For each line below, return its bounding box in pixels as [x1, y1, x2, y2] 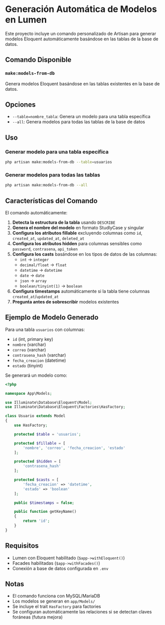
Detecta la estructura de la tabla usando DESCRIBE [12, 219, 116, 225]
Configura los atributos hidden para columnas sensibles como [12, 240, 142, 246]
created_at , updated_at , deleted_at [12, 235, 84, 241]
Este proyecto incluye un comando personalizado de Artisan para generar [5, 30, 157, 36]
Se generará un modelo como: [5, 372, 68, 378]
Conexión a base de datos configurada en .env [12, 565, 108, 571]
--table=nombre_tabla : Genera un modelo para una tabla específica [12, 114, 151, 120]
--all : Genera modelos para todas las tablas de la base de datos [12, 119, 145, 125]
